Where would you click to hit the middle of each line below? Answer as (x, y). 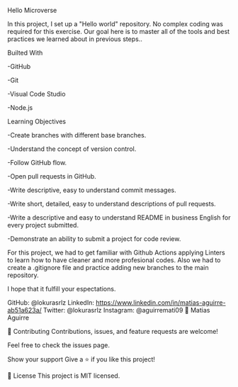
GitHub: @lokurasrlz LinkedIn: (51, 303)
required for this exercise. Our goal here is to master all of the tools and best (119, 32)
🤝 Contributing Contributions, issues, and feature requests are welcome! (113, 331)
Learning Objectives (36, 121)
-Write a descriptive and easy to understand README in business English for (119, 218)
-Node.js (20, 108)
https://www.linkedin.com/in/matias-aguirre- (160, 303)
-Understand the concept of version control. (72, 149)
